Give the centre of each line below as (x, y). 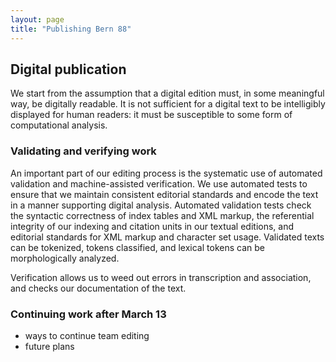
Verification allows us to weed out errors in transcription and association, (161, 277)
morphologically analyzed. (65, 258)
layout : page (37, 19)
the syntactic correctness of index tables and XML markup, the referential (162, 215)
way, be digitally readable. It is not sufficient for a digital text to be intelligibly (168, 104)
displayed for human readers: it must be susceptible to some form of (151, 115)
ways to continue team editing (87, 335)
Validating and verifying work (83, 151)
